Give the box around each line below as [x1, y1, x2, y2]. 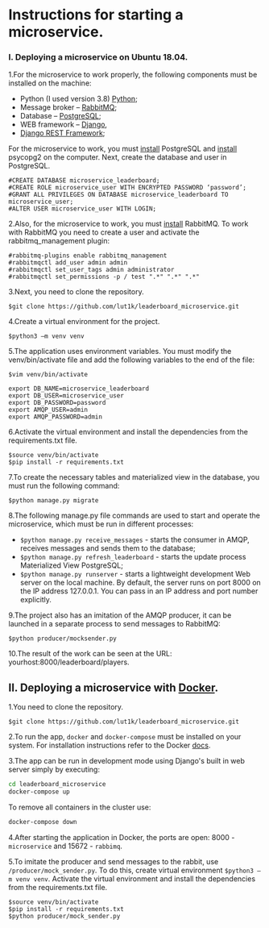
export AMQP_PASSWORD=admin [8, 413, 103, 421]
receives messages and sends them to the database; [19, 543, 196, 553]
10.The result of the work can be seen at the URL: [8, 649, 172, 659]
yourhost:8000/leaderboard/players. [8, 657, 130, 667]
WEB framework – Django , [19, 119, 107, 130]
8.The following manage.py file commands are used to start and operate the [8, 510, 260, 521]
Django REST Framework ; [19, 128, 106, 138]
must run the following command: [8, 481, 120, 491]
